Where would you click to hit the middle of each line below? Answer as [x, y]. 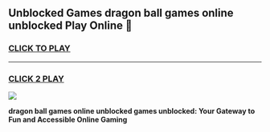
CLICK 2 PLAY [36, 78]
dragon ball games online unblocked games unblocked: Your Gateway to [132, 110]
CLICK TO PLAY [39, 49]
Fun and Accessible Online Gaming [68, 119]
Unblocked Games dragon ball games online [121, 13]
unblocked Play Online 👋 [70, 26]
